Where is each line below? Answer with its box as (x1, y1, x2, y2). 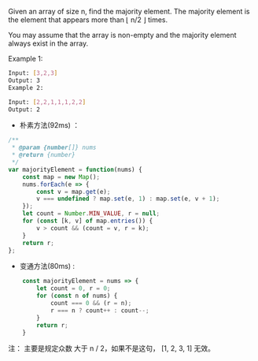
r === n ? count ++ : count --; (50, 307, 149, 314)
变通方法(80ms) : (19, 262, 76, 271)
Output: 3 (8, 76, 41, 84)
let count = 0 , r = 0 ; (36, 285, 111, 292)
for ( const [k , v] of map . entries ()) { (22, 217, 153, 225)
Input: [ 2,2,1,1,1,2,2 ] (8, 98, 87, 106)
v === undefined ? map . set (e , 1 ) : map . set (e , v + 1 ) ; (36, 195, 220, 203)
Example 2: (8, 84, 44, 91)
